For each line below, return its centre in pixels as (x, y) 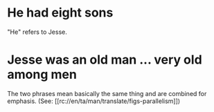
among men (42, 75)
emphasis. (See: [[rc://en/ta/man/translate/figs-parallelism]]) (94, 101)
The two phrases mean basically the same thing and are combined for (107, 93)
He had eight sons (60, 13)
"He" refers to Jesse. (37, 32)
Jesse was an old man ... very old (105, 60)
